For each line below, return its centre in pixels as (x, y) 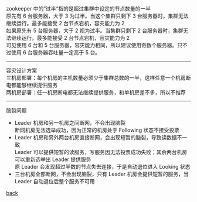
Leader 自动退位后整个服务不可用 (55, 181)
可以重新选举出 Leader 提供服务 (53, 159)
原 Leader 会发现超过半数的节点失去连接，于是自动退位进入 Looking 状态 (102, 167)
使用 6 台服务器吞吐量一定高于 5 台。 (56, 52)
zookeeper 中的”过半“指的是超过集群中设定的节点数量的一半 (79, 8)
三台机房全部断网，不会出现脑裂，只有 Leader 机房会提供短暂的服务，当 (101, 174)
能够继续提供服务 (37, 85)
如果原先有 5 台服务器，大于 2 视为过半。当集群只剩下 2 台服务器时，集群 (95, 30)
